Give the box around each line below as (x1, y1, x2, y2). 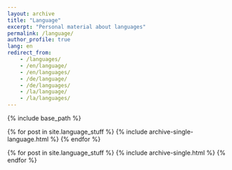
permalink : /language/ (7, 29, 74, 37)
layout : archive (7, 10, 55, 17)
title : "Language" (7, 17, 61, 24)
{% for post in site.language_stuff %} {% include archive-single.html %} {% (7, 148, 226, 157)
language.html (7, 135, 49, 143)
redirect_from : (7, 50, 52, 57)
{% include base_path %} (7, 114, 82, 122)
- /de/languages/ (20, 82, 71, 89)
